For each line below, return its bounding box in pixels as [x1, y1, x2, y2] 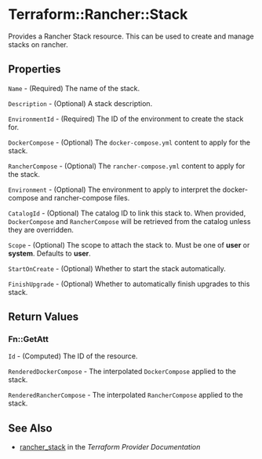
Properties [8, 63, 61, 76]
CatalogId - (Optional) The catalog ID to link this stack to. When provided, [8, 208, 246, 218]
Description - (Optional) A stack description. [8, 98, 153, 108]
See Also [8, 421, 53, 435]
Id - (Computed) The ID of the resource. [8, 351, 138, 361]
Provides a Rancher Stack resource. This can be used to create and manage [8, 31, 254, 41]
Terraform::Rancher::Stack [8, 6, 188, 24]
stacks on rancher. [8, 39, 68, 49]
